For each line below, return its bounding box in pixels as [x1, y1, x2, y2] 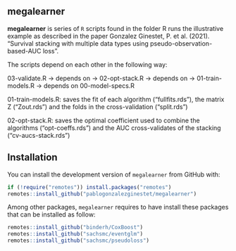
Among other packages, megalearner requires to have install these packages [7, 203, 229, 212]
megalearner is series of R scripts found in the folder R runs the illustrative [7, 24, 224, 32]
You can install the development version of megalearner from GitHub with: [7, 170, 221, 179]
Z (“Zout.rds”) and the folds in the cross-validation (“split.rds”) [7, 102, 188, 111]
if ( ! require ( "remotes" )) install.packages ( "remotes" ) [7, 184, 172, 191]
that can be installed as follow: [7, 210, 96, 219]
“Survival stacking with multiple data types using [7, 39, 149, 48]
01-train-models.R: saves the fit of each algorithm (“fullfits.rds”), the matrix [7, 95, 225, 103]
